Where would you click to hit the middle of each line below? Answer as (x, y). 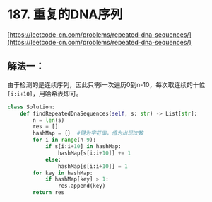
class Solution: (31, 107)
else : (53, 159)
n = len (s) (49, 120)
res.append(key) (82, 186)
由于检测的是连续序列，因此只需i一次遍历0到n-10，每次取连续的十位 (106, 84)
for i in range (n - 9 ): (65, 140)
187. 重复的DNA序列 (65, 15)
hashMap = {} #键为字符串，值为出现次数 (88, 133)
